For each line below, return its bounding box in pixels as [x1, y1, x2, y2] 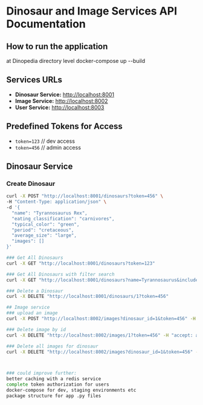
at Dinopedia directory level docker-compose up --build [6, 58, 146, 64]
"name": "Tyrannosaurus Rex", [11, 210, 88, 216]
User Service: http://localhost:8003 [14, 104, 105, 111]
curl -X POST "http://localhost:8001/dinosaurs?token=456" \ [6, 193, 164, 199]
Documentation [6, 17, 86, 31]
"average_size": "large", [11, 232, 77, 239]
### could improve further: [6, 370, 77, 377]
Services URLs [6, 74, 62, 85]
